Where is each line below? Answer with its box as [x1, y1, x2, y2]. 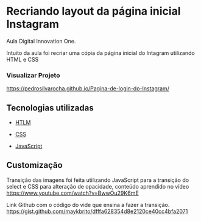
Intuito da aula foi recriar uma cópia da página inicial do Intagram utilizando [6, 49, 195, 56]
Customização [6, 160, 63, 170]
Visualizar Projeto [6, 71, 60, 79]
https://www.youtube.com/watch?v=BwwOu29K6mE [6, 189, 139, 197]
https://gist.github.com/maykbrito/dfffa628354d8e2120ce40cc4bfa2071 [6, 208, 188, 215]
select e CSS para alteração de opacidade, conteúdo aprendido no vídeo [6, 183, 189, 190]
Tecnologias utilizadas [6, 103, 94, 113]
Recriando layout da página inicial [6, 4, 181, 18]
